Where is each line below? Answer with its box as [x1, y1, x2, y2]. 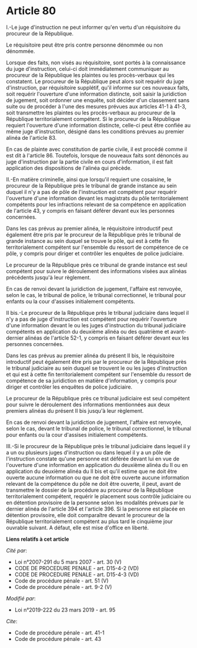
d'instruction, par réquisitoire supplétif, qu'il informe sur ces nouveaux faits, [6, 84, 190, 91]
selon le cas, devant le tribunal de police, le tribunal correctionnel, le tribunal [6, 425, 191, 432]
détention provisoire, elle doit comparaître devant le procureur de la [6, 511, 170, 518]
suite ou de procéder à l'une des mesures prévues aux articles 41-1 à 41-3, [6, 103, 187, 110]
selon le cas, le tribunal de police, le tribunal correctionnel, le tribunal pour [6, 291, 186, 298]
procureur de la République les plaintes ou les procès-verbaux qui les [6, 71, 175, 78]
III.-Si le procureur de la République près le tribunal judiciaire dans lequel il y [6, 442, 191, 449]
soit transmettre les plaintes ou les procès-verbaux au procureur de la [6, 109, 176, 116]
